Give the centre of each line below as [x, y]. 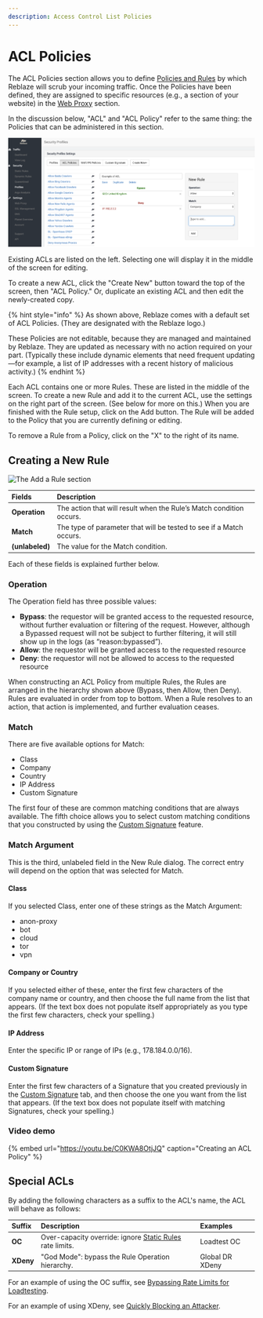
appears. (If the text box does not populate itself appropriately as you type [128, 1007]
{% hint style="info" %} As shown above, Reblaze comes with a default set [129, 315]
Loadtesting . [28, 1291]
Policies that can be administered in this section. [86, 126]
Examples [216, 1226]
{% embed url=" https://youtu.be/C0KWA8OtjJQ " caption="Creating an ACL [130, 1148]
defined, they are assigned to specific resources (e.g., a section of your [123, 95]
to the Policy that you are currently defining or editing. [95, 421]
